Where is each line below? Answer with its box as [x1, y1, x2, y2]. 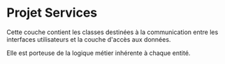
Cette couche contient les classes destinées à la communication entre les [6, 28, 219, 36]
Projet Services [6, 5, 98, 21]
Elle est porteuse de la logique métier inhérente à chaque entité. [6, 49, 191, 57]
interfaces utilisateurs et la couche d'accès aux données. [6, 35, 171, 43]
